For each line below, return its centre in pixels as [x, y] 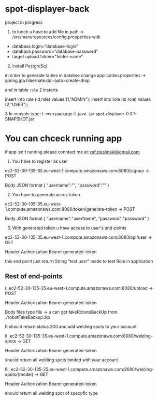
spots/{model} [19, 374]
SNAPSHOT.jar [20, 119]
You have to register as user [40, 161]
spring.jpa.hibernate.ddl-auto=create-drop [48, 80]
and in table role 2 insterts [31, 90]
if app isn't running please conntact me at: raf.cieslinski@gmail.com [72, 152]
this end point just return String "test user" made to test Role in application [79, 261]
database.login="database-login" [45, 46]
